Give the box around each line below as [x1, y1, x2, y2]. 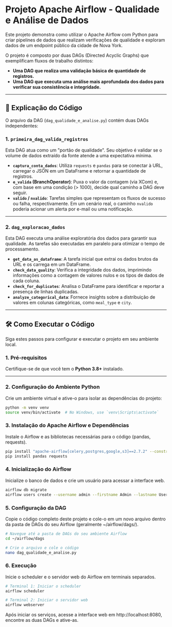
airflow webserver [5, 602, 45, 608]
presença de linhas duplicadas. [12, 288, 79, 295]
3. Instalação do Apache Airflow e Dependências [5, 422, 130, 429]
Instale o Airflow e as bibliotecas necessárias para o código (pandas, [5, 433, 151, 440]
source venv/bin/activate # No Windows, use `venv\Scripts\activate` [5, 410, 159, 415]
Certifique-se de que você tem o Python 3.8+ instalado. [5, 366, 124, 372]
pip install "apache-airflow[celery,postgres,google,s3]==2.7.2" [5, 449, 147, 454]
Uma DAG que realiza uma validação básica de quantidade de [12, 68, 146, 74]
